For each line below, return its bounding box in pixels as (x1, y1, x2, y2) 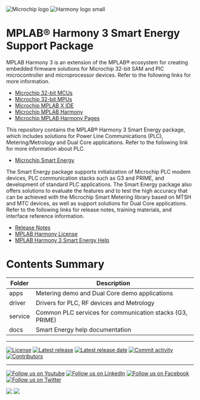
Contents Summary (6, 258, 105, 271)
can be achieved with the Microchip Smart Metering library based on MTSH (6, 193, 192, 201)
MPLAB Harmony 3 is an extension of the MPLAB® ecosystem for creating (6, 58, 189, 65)
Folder (10, 279, 29, 287)
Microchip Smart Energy (14, 157, 74, 164)
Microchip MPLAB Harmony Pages (14, 114, 100, 121)
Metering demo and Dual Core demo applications (35, 289, 173, 297)
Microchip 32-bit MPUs (14, 95, 73, 102)
